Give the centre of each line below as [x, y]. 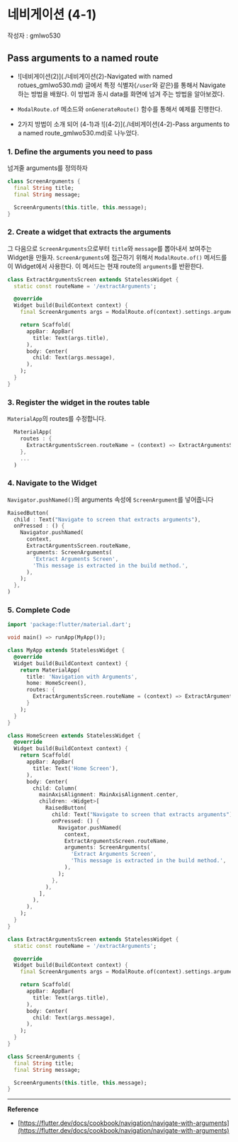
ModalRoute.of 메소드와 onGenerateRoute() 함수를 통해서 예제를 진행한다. [120, 109]
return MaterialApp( [50, 670]
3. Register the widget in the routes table [79, 402]
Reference [23, 1109]
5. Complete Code [39, 610]
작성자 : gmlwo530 [34, 35]
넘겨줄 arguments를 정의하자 [48, 168]
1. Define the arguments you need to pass [80, 152]
